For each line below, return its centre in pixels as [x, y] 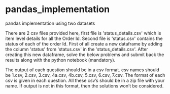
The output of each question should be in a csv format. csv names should [82, 70]
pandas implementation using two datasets [50, 23]
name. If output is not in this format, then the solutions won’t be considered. [84, 86]
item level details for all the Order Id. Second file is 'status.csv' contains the [84, 38]
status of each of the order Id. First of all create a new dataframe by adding [84, 43]
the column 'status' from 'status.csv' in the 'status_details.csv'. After [77, 49]
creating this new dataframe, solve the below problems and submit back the [85, 55]
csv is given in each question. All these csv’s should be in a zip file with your [85, 80]
